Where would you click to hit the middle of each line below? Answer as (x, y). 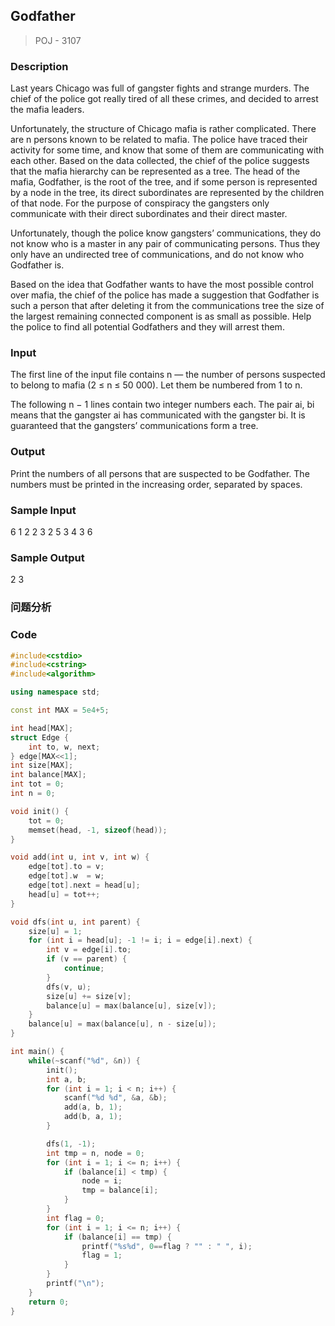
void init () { (40, 811)
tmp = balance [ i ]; (120, 1190)
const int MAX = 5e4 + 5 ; (60, 710)
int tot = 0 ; (37, 784)
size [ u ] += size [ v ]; (89, 996)
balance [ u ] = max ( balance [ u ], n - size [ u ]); (122, 1024)
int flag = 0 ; (75, 1218)
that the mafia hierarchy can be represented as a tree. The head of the (155, 171)
